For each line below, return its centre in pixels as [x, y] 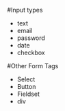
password [31, 38]
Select [26, 79]
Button [26, 87]
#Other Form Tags [33, 66]
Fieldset [28, 94]
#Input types [25, 10]
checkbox [31, 52]
